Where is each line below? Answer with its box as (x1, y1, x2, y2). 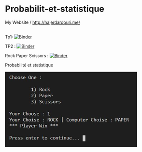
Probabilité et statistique (5, 62, 54, 68)
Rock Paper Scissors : (5, 52, 49, 59)
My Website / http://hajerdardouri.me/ (5, 19, 81, 25)
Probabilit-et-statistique (5, 3, 105, 15)
